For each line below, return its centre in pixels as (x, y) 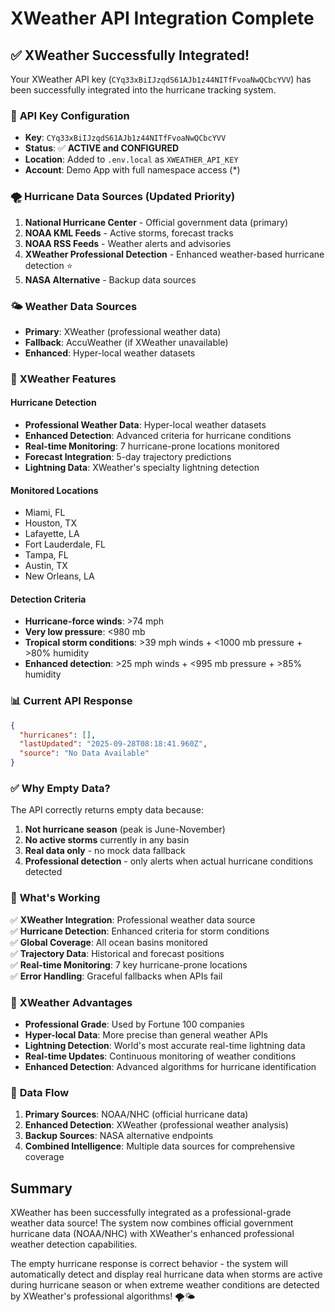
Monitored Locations (54, 490)
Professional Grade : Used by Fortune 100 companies (134, 1024)
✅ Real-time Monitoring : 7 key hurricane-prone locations (129, 964)
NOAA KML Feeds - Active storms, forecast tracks (129, 233)
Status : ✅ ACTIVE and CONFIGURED (102, 148)
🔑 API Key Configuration (70, 115)
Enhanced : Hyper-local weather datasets (110, 353)
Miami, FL (45, 513)
